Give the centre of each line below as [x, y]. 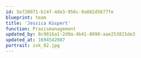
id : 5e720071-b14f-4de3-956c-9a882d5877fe [60, 12]
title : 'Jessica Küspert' [38, 23]
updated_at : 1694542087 [36, 40]
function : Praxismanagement [41, 29]
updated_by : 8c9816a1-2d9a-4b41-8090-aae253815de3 [70, 34]
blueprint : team [26, 18]
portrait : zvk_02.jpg [33, 46]
